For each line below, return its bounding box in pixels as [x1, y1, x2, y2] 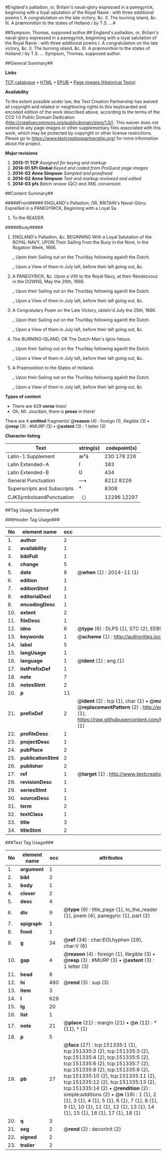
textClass [20, 811, 43, 818]
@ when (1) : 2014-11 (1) [77, 569, 139, 576]
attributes [99, 855, 123, 861]
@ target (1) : [77, 770, 108, 777]
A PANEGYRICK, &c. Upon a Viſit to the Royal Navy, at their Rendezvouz [12, 273, 158, 279]
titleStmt [20, 827, 41, 833]
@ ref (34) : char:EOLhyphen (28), [63, 936, 143, 943]
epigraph [20, 920, 42, 927]
